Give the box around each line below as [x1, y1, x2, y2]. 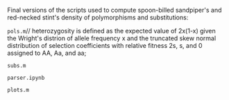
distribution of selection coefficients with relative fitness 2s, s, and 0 [7, 42, 203, 49]
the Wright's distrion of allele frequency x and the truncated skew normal [7, 34, 217, 42]
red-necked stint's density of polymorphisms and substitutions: [7, 13, 189, 22]
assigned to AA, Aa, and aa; [7, 49, 87, 57]
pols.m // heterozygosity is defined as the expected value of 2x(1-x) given [7, 27, 217, 35]
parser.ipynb [7, 74, 45, 81]
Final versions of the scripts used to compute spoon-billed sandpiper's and [7, 6, 222, 14]
